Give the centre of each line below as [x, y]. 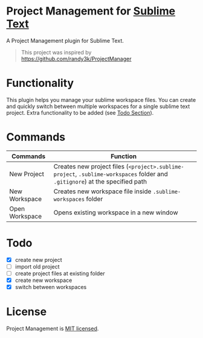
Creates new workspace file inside [102, 191]
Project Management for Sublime [91, 11]
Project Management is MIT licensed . [53, 328]
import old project [37, 266]
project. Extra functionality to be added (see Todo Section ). [80, 112]
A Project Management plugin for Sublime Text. [65, 40]
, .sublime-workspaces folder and [121, 174]
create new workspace [43, 280]
